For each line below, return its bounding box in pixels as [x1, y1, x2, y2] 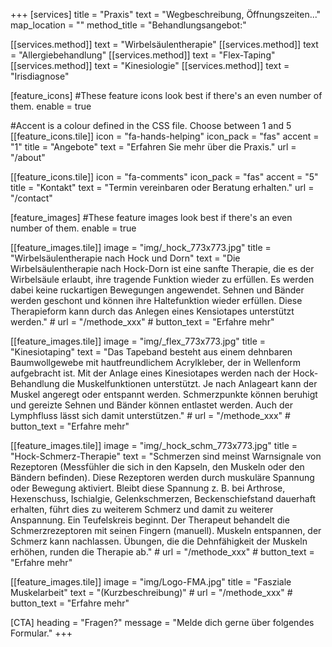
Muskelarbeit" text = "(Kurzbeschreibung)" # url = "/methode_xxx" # [10, 587, 293, 598]
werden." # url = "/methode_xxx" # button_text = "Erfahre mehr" [10, 316, 275, 328]
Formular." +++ [10, 627, 73, 639]
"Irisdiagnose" [10, 70, 70, 82]
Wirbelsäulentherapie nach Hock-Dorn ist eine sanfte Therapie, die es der [10, 263, 315, 274]
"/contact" [10, 192, 53, 204]
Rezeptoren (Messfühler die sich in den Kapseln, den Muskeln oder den [10, 461, 305, 473]
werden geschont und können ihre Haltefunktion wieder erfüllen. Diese [10, 295, 303, 306]
